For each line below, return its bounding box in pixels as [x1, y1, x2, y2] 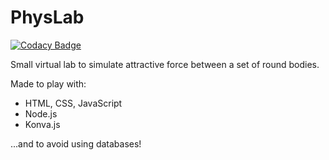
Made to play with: [10, 77, 87, 90]
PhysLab [10, 6, 85, 29]
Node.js [24, 107, 58, 120]
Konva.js [24, 118, 61, 130]
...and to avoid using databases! [10, 137, 142, 150]
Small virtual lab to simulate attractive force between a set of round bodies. [10, 58, 320, 70]
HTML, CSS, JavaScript [24, 97, 123, 109]
